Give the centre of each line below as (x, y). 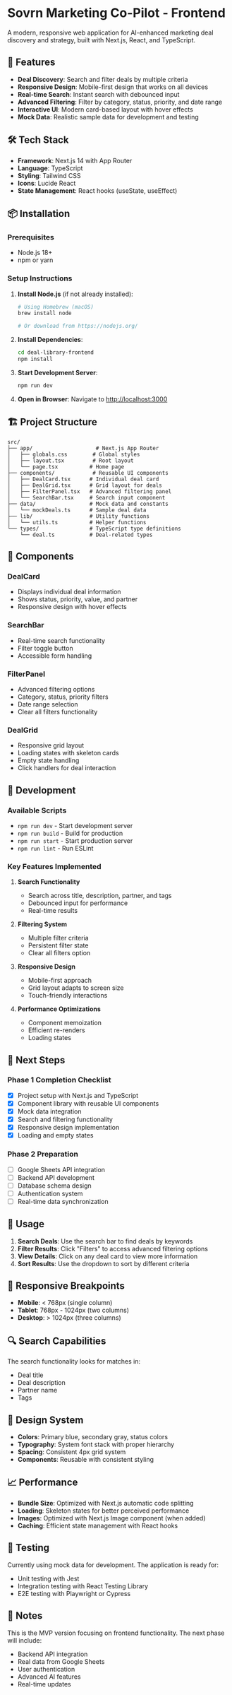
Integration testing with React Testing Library (83, 1586)
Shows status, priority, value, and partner (78, 599)
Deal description (41, 1383)
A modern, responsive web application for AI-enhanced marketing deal (110, 33)
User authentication (46, 1669)
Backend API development (56, 1177)
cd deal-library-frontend (55, 353)
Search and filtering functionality (65, 1120)
